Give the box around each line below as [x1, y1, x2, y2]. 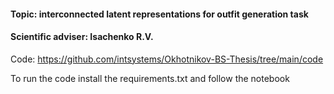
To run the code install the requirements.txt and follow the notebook [10, 72, 290, 84]
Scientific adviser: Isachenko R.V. [10, 31, 154, 43]
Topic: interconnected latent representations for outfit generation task [10, 8, 309, 20]
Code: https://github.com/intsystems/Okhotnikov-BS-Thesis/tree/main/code [10, 53, 324, 65]
